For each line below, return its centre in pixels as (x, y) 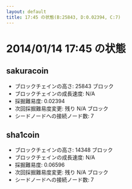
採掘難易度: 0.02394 (40, 101)
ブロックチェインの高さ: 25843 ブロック (64, 86)
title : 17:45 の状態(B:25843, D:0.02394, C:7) (63, 17)
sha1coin (23, 135)
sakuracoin (27, 71)
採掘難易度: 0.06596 (40, 165)
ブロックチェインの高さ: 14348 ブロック (64, 150)
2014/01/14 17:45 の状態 (66, 49)
